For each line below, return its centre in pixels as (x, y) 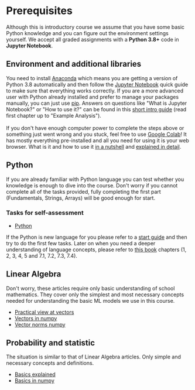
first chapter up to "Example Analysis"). (54, 115)
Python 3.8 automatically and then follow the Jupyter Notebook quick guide (97, 84)
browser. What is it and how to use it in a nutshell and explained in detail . (94, 146)
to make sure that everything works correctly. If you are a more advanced (95, 90)
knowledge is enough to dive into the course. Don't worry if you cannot (92, 185)
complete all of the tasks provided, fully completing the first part (83, 191)
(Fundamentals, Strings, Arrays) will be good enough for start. (81, 198)
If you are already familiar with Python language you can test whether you (95, 179)
